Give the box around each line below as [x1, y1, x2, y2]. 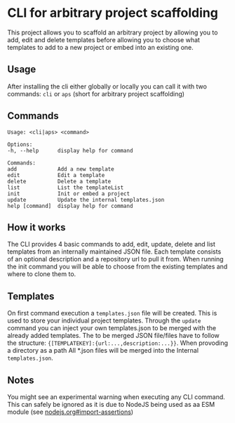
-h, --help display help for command [7, 147, 133, 154]
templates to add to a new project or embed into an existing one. [7, 43, 194, 51]
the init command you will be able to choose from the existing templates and [7, 262, 228, 271]
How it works [7, 221, 66, 233]
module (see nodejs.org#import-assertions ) [7, 408, 134, 416]
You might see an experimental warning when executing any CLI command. [7, 393, 226, 401]
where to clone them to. [7, 270, 76, 278]
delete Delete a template [7, 178, 112, 185]
